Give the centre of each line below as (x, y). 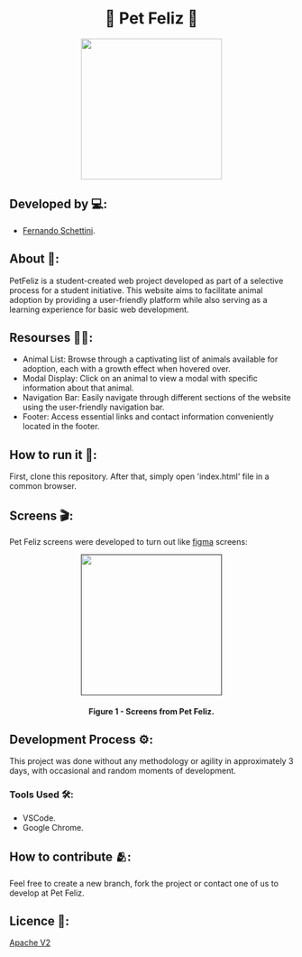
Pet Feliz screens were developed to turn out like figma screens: (128, 542)
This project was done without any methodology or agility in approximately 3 (151, 761)
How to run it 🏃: (53, 455)
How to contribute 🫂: (71, 857)
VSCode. (39, 818)
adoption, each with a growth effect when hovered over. (127, 369)
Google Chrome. (53, 827)
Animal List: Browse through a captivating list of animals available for (150, 359)
